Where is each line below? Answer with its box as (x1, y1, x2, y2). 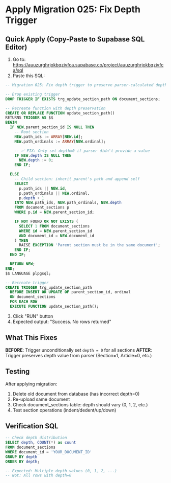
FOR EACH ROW (10, 299, 38, 305)
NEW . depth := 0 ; (18, 157, 53, 163)
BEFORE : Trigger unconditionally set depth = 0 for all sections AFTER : (5, 347, 153, 353)
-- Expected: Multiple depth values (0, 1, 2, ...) (5, 468, 117, 473)
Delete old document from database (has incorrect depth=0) (12, 390, 140, 397)
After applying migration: (5, 381, 58, 387)
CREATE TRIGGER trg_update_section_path (5, 285, 93, 290)
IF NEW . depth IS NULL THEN (14, 153, 72, 158)
